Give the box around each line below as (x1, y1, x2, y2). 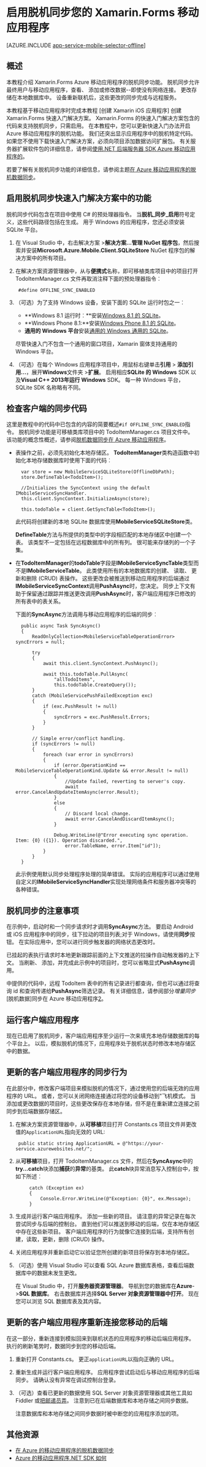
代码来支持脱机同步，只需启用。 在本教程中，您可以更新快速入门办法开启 (6, 122, 191, 129)
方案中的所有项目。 (20, 254, 69, 261)
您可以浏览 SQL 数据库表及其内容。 (15, 1297, 105, 1305)
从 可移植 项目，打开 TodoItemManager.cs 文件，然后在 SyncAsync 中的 (15, 1157, 193, 1165)
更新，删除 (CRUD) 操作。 (42, 1235, 108, 1243)
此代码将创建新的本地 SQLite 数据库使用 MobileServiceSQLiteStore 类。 (15, 518, 196, 525)
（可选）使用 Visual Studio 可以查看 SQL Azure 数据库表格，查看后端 (15, 1261, 189, 1269)
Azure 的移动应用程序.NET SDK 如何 (15, 1454, 107, 1462)
